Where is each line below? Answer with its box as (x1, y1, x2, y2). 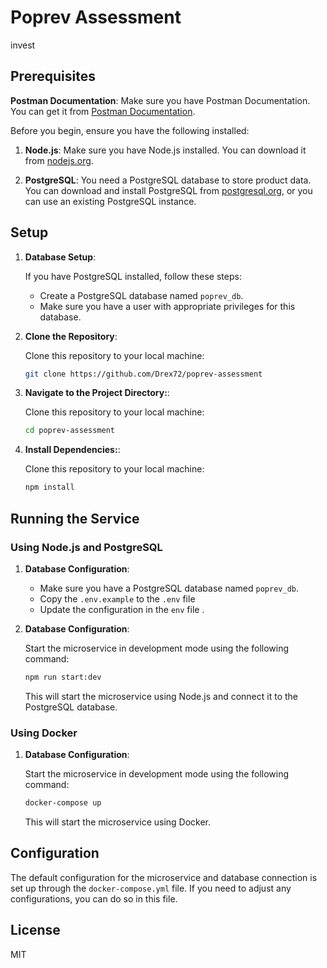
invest (10, 39, 36, 51)
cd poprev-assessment (24, 426, 115, 436)
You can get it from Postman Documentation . (10, 105, 196, 117)
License (10, 922, 61, 939)
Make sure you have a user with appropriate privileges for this (39, 300, 296, 312)
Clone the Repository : (24, 330, 118, 342)
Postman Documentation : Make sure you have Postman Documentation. (10, 94, 311, 106)
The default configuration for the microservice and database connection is (10, 871, 318, 883)
